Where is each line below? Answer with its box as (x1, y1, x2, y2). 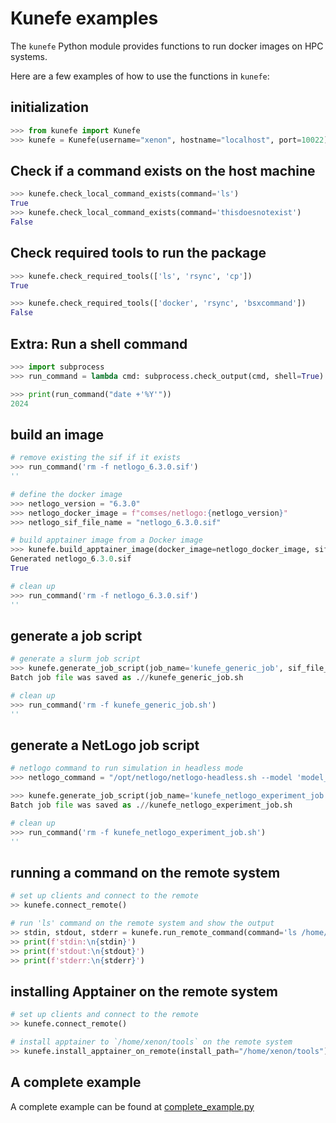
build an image (10, 426, 104, 443)
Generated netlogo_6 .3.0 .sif (10, 554, 132, 564)
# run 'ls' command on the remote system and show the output (10, 918, 275, 929)
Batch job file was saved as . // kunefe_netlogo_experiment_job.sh (10, 800, 293, 810)
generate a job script (10, 627, 143, 644)
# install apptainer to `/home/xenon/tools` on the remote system (10, 1037, 293, 1047)
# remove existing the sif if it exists (10, 453, 182, 463)
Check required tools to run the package (10, 245, 267, 262)
